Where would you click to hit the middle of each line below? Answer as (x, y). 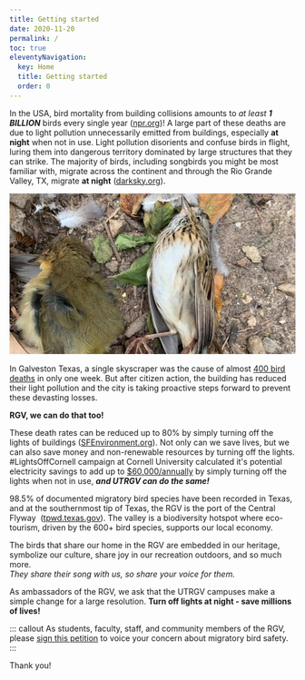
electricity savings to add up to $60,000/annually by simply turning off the (148, 471)
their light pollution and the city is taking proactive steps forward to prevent (150, 388)
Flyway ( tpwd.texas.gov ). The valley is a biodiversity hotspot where (137, 518)
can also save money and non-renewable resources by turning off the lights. (152, 452)
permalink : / (34, 38)
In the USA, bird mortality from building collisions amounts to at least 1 (141, 113)
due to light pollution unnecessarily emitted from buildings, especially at (144, 133)
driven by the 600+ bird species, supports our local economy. (158, 527)
